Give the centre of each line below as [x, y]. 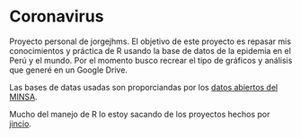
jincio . [20, 124]
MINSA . [23, 97]
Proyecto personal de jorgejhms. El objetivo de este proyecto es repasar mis [150, 41]
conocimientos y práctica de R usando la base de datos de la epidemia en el [150, 50]
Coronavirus [57, 17]
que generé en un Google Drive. [69, 70]
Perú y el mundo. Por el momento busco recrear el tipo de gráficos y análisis [151, 60]
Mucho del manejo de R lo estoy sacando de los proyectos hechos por [140, 114]
